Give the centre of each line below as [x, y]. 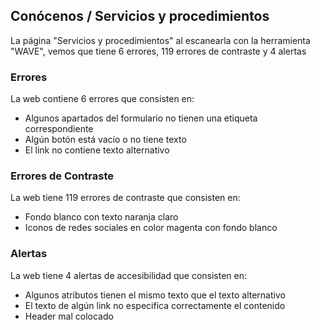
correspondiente [59, 129]
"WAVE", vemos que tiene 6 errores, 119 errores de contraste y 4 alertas [158, 51]
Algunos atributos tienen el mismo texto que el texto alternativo [155, 295]
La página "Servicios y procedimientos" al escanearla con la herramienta [160, 40]
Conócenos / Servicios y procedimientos [140, 16]
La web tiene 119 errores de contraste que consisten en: [125, 198]
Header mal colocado [69, 316]
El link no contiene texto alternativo [97, 150]
